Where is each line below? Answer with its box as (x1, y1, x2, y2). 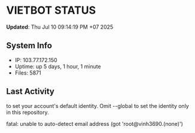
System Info (6, 41, 53, 51)
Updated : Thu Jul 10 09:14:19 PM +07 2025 (6, 23, 114, 30)
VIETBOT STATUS (6, 4, 96, 17)
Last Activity (6, 86, 55, 97)
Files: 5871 (14, 69, 41, 76)
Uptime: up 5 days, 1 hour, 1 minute (14, 63, 102, 70)
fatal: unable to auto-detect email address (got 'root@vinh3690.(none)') (6, 120, 184, 127)
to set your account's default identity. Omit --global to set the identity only (6, 102, 190, 109)
